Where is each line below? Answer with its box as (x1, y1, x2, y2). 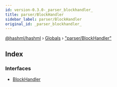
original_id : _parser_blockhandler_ (5, 21, 82, 27)
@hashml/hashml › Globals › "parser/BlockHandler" (5, 35, 112, 41)
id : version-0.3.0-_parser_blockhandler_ (5, 7, 93, 13)
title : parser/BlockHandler (5, 12, 64, 17)
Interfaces (5, 65, 31, 72)
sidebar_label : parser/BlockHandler (5, 17, 82, 22)
